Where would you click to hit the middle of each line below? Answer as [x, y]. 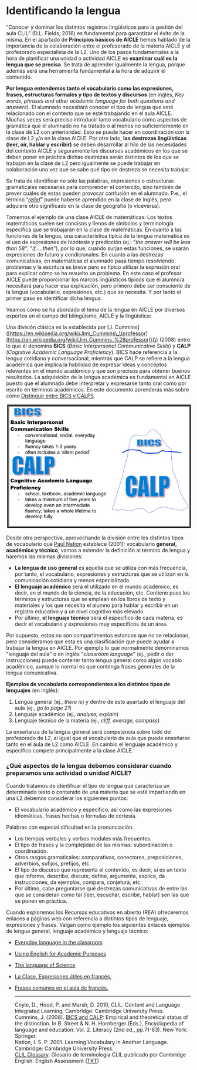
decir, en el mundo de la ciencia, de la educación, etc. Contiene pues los [102, 593]
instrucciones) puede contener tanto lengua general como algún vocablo [94, 660]
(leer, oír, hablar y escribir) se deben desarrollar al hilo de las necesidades [96, 144]
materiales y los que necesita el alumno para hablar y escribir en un [96, 605]
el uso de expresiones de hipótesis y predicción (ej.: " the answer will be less [98, 242]
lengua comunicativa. [32, 673]
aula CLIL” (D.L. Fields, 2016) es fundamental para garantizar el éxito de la [95, 33]
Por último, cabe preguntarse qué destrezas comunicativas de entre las [101, 889]
